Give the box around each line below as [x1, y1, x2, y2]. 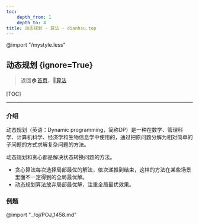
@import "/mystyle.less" [6, 41, 66, 48]
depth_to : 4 [17, 20, 46, 25]
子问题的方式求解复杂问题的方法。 [6, 141, 89, 148]
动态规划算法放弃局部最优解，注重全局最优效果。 [14, 181, 134, 188]
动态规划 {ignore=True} [6, 60, 94, 70]
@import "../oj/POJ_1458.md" [6, 211, 77, 218]
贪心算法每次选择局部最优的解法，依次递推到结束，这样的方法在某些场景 [14, 166, 191, 173]
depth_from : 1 [17, 14, 52, 20]
